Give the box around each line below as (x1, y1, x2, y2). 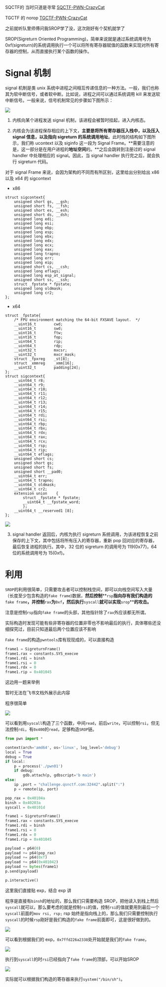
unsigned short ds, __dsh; (14, 212, 70, 217)
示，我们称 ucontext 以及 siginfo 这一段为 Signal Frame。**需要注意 (12, 140, 151, 146)
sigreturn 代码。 (18, 158, 51, 165)
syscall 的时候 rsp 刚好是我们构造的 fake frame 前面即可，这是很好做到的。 (5, 917, 154, 923)
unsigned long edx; (14, 238, 54, 243)
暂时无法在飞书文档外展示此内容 (5, 690, 70, 696)
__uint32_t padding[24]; (14, 365, 81, 370)
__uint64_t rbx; (14, 426, 48, 431)
